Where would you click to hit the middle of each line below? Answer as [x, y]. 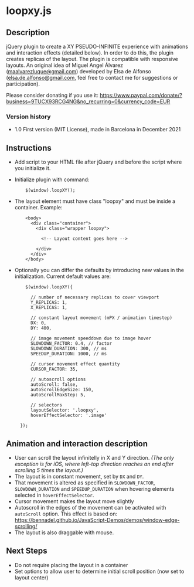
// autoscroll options [58, 379]
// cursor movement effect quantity [75, 364]
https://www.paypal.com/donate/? [141, 95]
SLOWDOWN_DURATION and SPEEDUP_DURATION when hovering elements [94, 488]
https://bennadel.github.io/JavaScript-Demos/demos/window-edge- [97, 520]
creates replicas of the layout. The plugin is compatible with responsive [92, 59]
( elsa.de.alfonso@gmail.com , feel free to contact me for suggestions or [92, 78]
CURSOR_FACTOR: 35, [54, 369]
